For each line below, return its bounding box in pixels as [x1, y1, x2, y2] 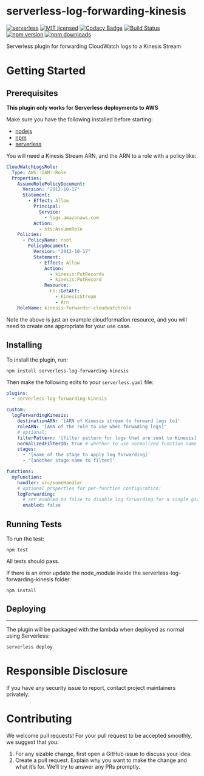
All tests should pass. [6, 557, 59, 565]
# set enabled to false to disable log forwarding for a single [22, 496, 189, 503]
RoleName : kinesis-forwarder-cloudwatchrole [17, 305, 132, 311]
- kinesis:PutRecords [49, 271, 104, 277]
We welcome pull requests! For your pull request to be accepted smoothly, [6, 732, 192, 739]
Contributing [6, 712, 72, 726]
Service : [38, 209, 61, 215]
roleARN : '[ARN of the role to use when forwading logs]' [17, 423, 167, 430]
